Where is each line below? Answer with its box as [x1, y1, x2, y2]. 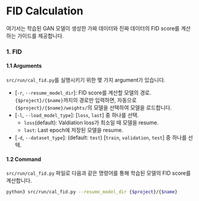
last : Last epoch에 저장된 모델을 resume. [23, 127, 124, 134]
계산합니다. [6, 177, 32, 184]
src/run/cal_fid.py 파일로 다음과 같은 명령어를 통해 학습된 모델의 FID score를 [6, 169, 191, 177]
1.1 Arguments [6, 62, 42, 69]
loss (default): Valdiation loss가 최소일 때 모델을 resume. [23, 119, 159, 126]
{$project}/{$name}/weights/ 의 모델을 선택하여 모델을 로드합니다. [14, 104, 172, 111]
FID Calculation [6, 4, 84, 18]
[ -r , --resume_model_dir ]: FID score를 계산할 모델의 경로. [14, 89, 151, 96]
